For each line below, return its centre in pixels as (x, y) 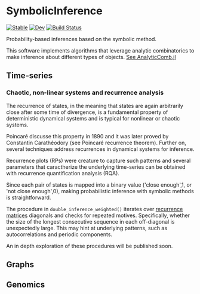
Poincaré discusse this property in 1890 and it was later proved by (87, 136)
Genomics (26, 285)
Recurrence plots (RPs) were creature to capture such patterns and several (99, 160)
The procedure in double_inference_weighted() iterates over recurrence (95, 209)
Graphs (20, 264)
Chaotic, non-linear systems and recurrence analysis (85, 92)
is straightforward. (29, 197)
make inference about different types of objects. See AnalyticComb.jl (91, 57)
